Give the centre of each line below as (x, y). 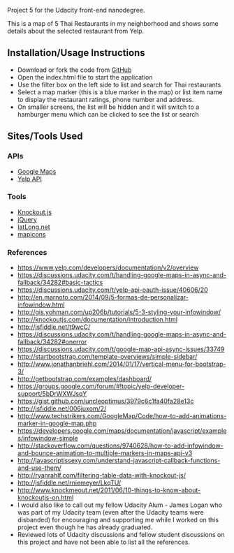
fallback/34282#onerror (52, 342)
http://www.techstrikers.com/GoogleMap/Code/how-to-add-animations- (122, 416)
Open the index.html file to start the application (85, 77)
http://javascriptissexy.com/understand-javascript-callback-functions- (119, 461)
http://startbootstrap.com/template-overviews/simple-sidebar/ (107, 357)
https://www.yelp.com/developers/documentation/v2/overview (108, 267)
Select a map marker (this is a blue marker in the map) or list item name (120, 92)
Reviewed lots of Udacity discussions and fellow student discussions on (121, 535)
